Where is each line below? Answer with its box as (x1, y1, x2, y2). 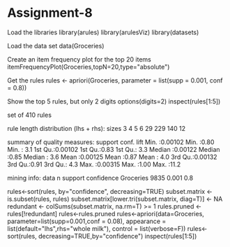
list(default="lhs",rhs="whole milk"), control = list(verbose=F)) (7, 224, 186, 232)
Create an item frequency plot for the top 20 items (7, 55, 151, 64)
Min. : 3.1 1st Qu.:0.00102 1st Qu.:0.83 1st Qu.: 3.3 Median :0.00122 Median (7, 145, 221, 153)
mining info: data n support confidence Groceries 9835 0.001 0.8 (7, 174, 194, 182)
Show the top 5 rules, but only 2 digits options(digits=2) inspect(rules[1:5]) (7, 97, 221, 106)
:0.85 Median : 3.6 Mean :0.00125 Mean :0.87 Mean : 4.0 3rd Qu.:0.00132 (7, 153, 217, 161)
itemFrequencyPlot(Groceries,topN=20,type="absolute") (7, 62, 170, 71)
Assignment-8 (7, 5, 93, 21)
